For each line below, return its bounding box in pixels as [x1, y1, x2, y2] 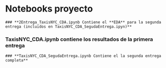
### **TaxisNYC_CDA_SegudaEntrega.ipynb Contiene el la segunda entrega [5, 53, 161, 58]
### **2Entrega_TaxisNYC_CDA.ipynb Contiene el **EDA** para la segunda [5, 20, 161, 25]
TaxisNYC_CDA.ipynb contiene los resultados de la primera [5, 36, 153, 43]
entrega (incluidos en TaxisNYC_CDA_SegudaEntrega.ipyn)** [5, 24, 132, 29]
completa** [5, 58, 28, 63]
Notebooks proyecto [5, 3, 93, 15]
